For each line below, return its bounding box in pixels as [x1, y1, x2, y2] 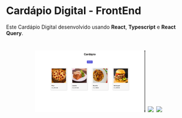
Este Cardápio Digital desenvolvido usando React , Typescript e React [6, 23, 176, 30]
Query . [6, 29, 23, 36]
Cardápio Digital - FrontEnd [6, 4, 141, 18]
